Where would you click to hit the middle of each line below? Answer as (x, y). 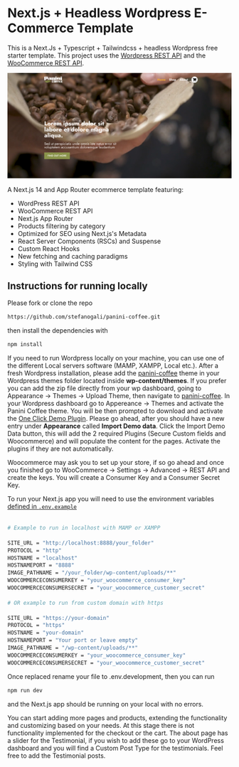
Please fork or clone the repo (50, 303)
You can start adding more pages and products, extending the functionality (117, 718)
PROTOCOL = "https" (36, 626)
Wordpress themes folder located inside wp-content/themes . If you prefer (117, 381)
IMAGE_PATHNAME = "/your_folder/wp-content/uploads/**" (92, 573)
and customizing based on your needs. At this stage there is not (101, 725)
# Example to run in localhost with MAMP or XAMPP (84, 528)
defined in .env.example (42, 507)
